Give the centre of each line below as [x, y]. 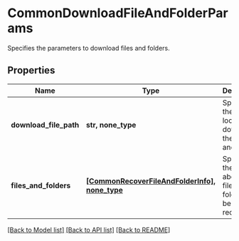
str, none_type [111, 125]
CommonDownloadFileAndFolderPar [118, 13]
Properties [31, 70]
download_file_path [45, 125]
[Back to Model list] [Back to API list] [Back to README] [89, 230]
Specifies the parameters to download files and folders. [89, 48]
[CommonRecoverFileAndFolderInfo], [151, 181]
